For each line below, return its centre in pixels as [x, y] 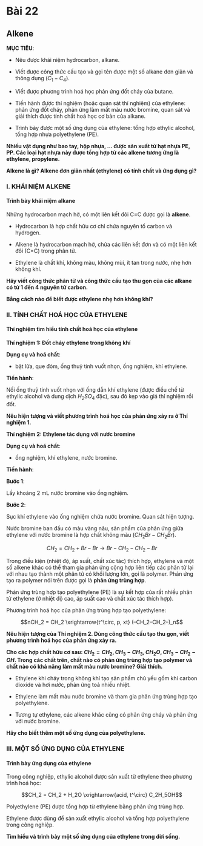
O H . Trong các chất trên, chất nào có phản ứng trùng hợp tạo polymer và [99, 660]
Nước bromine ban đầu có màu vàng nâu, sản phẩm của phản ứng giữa [95, 528]
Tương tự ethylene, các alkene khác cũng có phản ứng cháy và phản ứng [106, 715]
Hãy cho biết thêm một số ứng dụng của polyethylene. [76, 733]
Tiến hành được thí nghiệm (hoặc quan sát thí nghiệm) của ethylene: [100, 103]
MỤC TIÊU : [20, 48]
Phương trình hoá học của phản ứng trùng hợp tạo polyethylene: [86, 610]
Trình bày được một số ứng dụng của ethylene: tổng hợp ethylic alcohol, [105, 128]
